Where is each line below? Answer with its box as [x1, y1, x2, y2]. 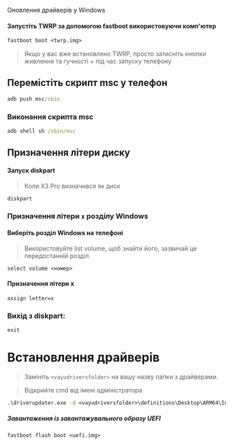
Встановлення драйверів [7, 350, 160, 366]
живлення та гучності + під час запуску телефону [24, 57, 172, 65]
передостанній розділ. [24, 251, 92, 259]
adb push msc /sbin [7, 95, 60, 103]
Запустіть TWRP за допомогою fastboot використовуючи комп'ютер [7, 22, 216, 30]
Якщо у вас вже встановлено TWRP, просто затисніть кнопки [24, 50, 207, 58]
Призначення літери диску [7, 147, 130, 159]
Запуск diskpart [7, 166, 55, 174]
